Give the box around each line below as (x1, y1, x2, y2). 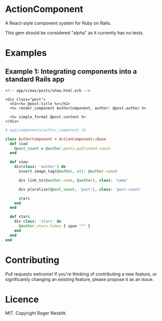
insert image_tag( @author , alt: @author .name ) (18, 169, 117, 174)
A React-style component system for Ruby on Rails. (5, 20, 111, 26)
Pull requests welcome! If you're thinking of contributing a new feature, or (5, 271, 157, 277)
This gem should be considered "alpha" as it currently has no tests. (5, 29, 144, 35)
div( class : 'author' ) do (14, 164, 66, 169)
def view (9, 159, 28, 164)
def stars (9, 214, 30, 219)
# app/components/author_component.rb (5, 127, 86, 132)
